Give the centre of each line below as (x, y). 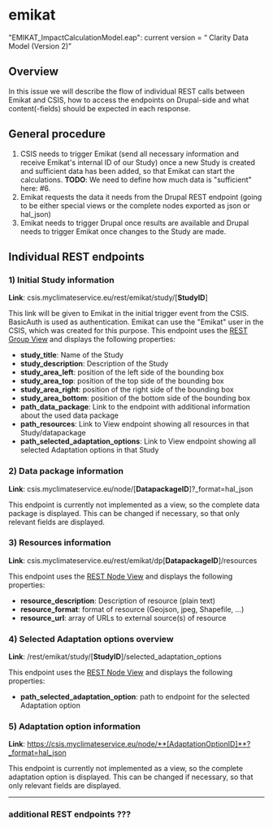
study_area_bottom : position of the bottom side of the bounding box (135, 398)
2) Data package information (66, 471)
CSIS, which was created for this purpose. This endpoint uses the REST (128, 331)
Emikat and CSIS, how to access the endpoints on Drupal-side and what (129, 100)
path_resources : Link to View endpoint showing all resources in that (134, 424)
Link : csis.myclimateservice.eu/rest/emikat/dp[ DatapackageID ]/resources (133, 560)
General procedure (57, 134)
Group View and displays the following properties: (92, 340)
